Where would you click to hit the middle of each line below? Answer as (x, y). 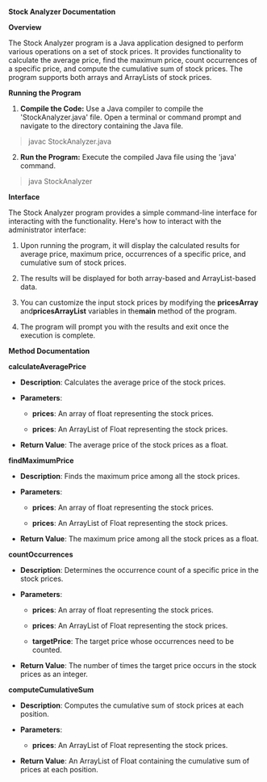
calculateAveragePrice (48, 366)
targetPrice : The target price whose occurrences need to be (133, 641)
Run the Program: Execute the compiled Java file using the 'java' (128, 157)
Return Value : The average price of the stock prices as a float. (124, 445)
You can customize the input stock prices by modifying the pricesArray (139, 303)
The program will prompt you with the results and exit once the (124, 327)
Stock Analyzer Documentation (62, 12)
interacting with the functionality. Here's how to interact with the (115, 221)
